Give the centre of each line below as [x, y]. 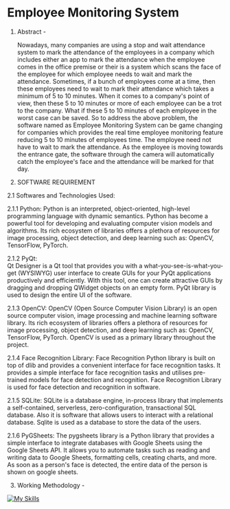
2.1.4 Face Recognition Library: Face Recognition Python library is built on [111, 357]
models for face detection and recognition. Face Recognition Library [125, 379]
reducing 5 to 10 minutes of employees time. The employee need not [114, 139]
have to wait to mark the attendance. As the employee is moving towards [120, 147]
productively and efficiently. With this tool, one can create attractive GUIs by [115, 280]
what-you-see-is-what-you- [184, 265]
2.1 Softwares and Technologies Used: [61, 195]
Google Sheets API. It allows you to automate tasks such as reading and [109, 450]
